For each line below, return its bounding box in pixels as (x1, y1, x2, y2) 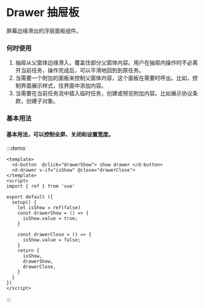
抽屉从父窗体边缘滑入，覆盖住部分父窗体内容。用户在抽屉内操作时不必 (15, 59, 193, 66)
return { (17, 248, 40, 254)
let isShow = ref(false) (17, 205, 81, 211)
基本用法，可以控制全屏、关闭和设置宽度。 (6, 130, 114, 138)
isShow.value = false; (22, 237, 81, 243)
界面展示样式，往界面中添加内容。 (20, 82, 107, 90)
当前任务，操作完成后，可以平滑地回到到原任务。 (20, 67, 145, 74)
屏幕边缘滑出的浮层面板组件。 (6, 27, 81, 34)
